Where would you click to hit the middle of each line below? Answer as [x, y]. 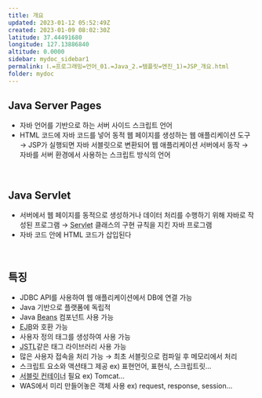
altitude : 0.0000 [36, 52]
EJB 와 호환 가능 [44, 327]
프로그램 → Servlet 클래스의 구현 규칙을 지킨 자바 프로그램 [123, 225]
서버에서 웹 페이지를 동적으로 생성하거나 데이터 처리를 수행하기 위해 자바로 [133, 215]
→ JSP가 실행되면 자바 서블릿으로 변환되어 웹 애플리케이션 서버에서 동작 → [134, 145]
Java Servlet [40, 195]
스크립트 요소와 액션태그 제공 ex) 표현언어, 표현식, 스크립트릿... [115, 367]
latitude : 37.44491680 [45, 37]
